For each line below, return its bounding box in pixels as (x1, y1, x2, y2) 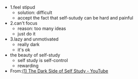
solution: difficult (17, 9, 53, 15)
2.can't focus (10, 20, 38, 26)
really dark (17, 41, 40, 47)
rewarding (17, 62, 39, 68)
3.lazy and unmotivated (10, 36, 59, 42)
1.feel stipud (10, 4, 35, 10)
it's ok (17, 47, 31, 52)
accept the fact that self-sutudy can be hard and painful (17, 15, 133, 20)
